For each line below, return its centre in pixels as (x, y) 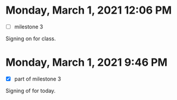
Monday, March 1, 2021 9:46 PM (87, 62)
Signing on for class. (31, 38)
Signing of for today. (31, 91)
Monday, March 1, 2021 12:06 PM (89, 10)
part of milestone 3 (38, 79)
